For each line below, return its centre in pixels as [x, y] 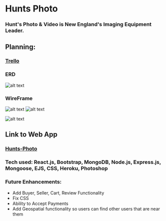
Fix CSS [20, 198]
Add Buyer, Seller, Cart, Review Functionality [58, 192]
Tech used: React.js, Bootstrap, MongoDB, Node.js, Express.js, [83, 162]
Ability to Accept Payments [40, 203]
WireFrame [19, 98]
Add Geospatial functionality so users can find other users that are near [86, 208]
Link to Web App [31, 135]
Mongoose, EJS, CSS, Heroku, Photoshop [57, 168]
